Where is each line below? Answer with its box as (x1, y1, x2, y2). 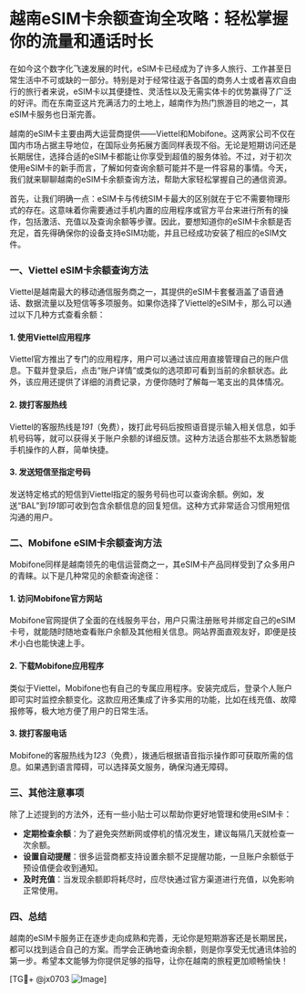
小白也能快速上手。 (16, 638, 89, 649)
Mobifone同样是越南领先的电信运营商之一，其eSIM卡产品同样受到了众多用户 (9, 559, 296, 570)
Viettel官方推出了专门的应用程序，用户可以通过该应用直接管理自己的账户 (9, 353, 280, 365)
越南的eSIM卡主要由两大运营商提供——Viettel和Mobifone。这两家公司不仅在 (9, 128, 296, 139)
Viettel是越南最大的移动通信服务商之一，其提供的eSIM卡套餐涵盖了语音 (9, 287, 276, 298)
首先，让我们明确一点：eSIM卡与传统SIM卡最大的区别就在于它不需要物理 (9, 193, 282, 204)
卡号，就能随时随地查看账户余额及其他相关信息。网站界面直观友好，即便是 (9, 626, 289, 637)
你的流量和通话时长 (9, 31, 154, 52)
